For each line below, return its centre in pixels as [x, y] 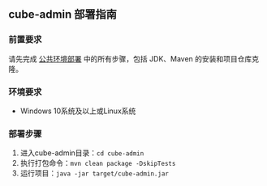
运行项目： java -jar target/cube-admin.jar [94, 173]
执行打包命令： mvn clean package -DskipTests [98, 163]
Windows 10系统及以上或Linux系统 [78, 111]
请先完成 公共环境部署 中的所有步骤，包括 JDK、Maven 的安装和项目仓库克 [134, 58]
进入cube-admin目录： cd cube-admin [82, 153]
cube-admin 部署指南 [63, 15]
